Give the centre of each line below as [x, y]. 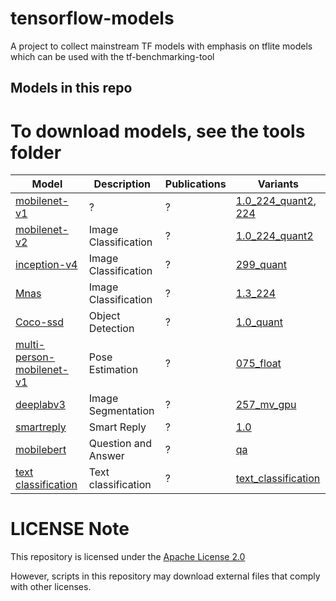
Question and [120, 444]
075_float [258, 364]
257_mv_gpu [266, 405]
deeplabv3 [40, 405]
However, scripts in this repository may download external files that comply [165, 576]
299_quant [261, 265]
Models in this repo [71, 88]
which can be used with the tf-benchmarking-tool [112, 56]
